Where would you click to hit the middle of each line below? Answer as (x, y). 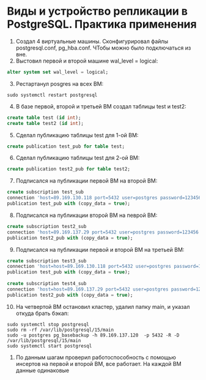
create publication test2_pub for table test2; (69, 169)
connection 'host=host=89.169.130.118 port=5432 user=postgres (89, 267)
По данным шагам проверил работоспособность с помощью (96, 357)
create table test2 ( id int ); (46, 123)
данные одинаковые (42, 370)
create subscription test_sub (46, 192)
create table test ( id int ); (44, 118)
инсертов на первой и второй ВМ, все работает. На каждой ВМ (99, 363)
